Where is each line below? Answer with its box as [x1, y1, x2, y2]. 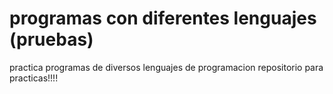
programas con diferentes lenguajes [9, 7, 317, 30]
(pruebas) [9, 28, 94, 51]
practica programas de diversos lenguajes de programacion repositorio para [9, 61, 324, 73]
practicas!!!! [9, 72, 59, 84]
